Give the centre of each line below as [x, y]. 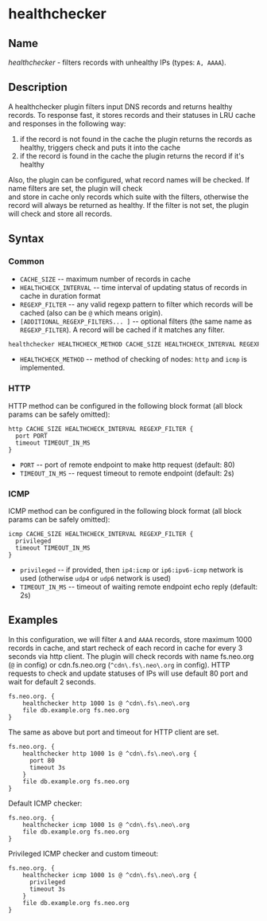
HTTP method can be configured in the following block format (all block [126, 406]
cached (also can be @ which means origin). [91, 312]
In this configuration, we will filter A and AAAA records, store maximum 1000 [130, 639]
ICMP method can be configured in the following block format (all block [125, 511]
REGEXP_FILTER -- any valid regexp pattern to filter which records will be [136, 304]
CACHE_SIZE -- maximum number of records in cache [105, 279]
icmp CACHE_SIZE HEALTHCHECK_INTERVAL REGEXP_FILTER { [101, 534]
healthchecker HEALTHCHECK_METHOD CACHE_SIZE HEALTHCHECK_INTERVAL [122, 344]
